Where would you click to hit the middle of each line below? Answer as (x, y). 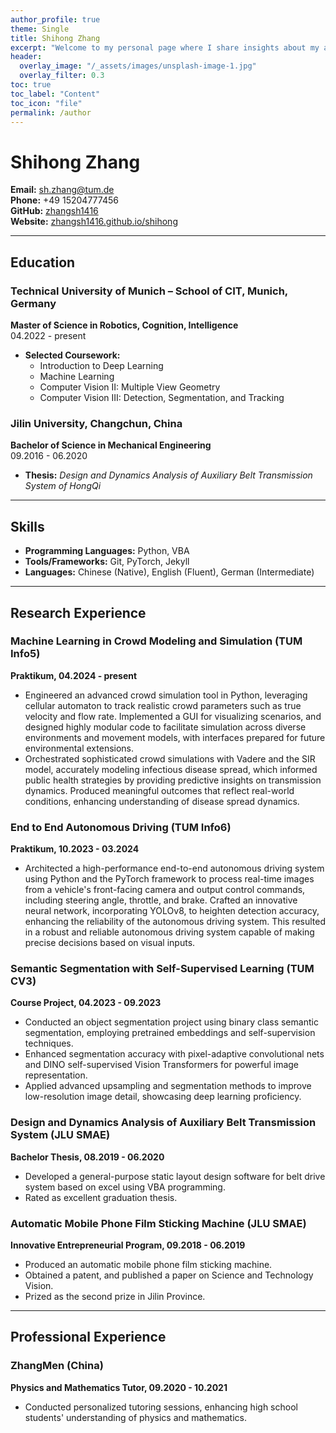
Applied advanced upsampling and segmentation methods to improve (168, 1086)
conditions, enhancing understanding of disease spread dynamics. (162, 801)
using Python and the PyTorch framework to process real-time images (169, 879)
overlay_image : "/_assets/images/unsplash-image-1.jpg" (138, 66)
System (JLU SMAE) (60, 1135)
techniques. (49, 1043)
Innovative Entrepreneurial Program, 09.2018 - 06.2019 (128, 1245)
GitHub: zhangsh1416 (54, 211)
